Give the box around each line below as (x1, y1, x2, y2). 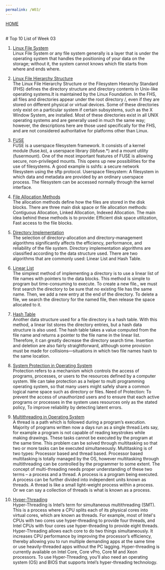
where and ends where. (12, 66, 61, 72)
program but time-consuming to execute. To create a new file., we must (12, 281, 158, 287)
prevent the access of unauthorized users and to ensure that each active (12, 394, 160, 400)
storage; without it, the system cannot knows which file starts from (12, 60, 148, 66)
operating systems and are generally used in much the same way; (12, 117, 146, 123)
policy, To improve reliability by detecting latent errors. (12, 404, 123, 410)
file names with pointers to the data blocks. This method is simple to (12, 275, 151, 281)
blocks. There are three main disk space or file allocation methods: (12, 204, 147, 210)
